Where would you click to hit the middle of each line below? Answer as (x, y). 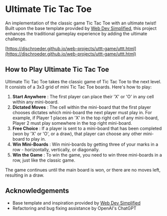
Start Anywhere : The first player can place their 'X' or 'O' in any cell (83, 96)
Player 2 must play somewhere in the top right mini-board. (72, 123)
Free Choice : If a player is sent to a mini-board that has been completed (87, 128)
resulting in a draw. (25, 175)
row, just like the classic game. (44, 160)
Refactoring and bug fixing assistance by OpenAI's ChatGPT (74, 208)
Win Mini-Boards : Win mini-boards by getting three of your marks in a (85, 144)
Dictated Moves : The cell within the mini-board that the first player (82, 107)
